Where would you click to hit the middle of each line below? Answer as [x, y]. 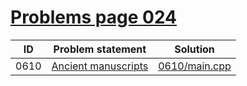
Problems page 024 [94, 17]
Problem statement [100, 49]
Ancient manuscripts [100, 66]
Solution [194, 49]
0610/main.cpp [195, 66]
